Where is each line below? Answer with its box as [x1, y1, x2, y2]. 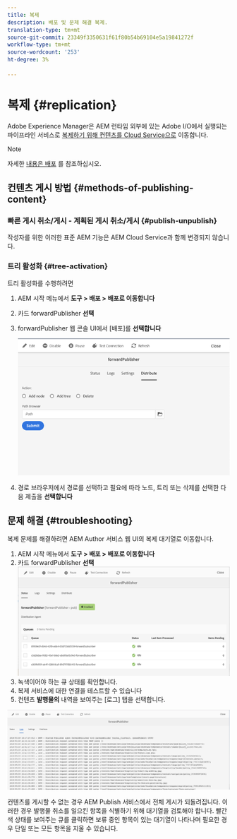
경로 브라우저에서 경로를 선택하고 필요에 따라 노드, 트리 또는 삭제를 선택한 [17, 483, 219, 492]
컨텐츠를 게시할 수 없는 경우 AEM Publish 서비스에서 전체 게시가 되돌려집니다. [7, 798, 221, 807]
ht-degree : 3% [7, 56, 49, 64]
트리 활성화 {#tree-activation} [7, 261, 108, 271]
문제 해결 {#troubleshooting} [7, 515, 133, 527]
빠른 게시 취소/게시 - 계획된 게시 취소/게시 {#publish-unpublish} [7, 216, 217, 225]
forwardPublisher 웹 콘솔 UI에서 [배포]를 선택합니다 [17, 323, 162, 332]
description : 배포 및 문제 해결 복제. [7, 18, 108, 26]
